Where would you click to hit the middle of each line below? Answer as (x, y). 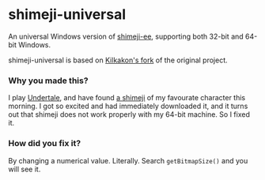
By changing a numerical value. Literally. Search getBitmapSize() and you (128, 160)
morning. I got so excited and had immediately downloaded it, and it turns (128, 106)
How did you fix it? (45, 144)
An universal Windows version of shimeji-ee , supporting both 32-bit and (126, 36)
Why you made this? (48, 81)
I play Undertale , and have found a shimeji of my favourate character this (127, 98)
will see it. (25, 169)
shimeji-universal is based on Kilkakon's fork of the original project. (118, 60)
